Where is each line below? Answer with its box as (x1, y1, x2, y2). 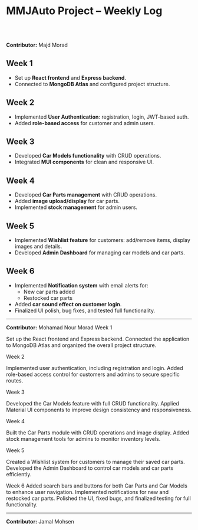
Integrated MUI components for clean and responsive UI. (14, 158, 154, 166)
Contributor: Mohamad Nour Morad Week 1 (6, 323, 113, 331)
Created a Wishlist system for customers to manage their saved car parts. (6, 458, 186, 465)
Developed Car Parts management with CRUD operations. (14, 191, 157, 198)
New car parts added (23, 288, 75, 295)
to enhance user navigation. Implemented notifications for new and (6, 488, 169, 495)
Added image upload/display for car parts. (14, 198, 120, 205)
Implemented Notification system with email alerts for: (14, 282, 148, 289)
